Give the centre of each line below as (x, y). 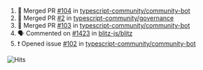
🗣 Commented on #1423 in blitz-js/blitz (75, 33)
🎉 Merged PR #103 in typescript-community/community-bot (104, 25)
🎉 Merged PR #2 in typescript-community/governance (96, 18)
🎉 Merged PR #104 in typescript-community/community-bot (104, 11)
